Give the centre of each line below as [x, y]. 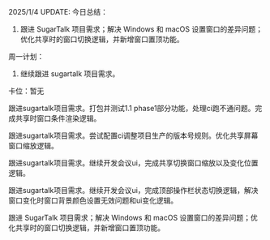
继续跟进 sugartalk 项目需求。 [70, 74]
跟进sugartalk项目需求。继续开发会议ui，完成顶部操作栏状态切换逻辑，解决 [133, 190]
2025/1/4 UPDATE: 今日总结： [58, 12]
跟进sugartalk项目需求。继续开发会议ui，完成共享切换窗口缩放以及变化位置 [133, 163]
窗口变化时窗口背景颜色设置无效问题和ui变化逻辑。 [93, 200]
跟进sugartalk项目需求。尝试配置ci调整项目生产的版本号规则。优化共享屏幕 [133, 135]
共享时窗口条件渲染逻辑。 [58, 118]
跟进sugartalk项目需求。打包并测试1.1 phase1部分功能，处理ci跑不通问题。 [132, 108]
